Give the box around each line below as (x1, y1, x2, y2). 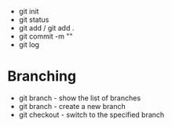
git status (18, 15, 49, 24)
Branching (7, 67, 76, 85)
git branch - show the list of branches (18, 93, 141, 103)
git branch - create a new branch (18, 101, 126, 111)
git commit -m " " (18, 31, 73, 41)
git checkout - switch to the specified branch (18, 110, 165, 119)
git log (18, 40, 40, 49)
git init (18, 7, 39, 16)
